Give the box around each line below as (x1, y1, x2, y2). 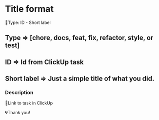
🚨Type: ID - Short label (5, 20, 51, 25)
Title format (5, 3, 54, 15)
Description (5, 89, 34, 96)
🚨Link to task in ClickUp (5, 100, 53, 106)
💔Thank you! (5, 110, 30, 116)
